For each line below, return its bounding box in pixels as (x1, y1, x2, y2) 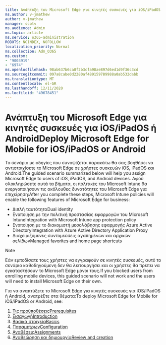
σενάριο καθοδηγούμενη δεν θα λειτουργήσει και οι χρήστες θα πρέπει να (5, 263, 160, 269)
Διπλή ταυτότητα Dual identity (12, 207, 73, 212)
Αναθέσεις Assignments (12, 329, 61, 335)
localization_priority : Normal (5, 44, 70, 49)
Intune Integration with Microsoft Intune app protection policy (12, 217, 136, 223)
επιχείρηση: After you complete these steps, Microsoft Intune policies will (5, 192, 154, 198)
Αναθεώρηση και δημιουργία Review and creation (12, 335, 113, 341)
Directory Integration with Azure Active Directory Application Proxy (12, 227, 148, 233)
